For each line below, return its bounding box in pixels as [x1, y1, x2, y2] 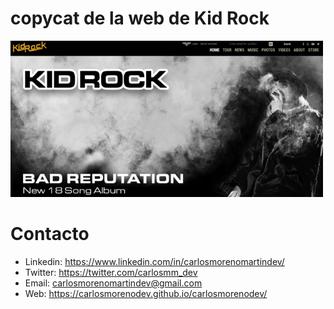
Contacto [10, 223, 90, 246]
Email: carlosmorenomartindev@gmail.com [24, 277, 203, 289]
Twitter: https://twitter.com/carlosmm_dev [24, 266, 198, 278]
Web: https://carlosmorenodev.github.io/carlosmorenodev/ [24, 287, 268, 299]
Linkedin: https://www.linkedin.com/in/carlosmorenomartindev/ [24, 255, 285, 267]
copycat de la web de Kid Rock [10, 7, 270, 30]
